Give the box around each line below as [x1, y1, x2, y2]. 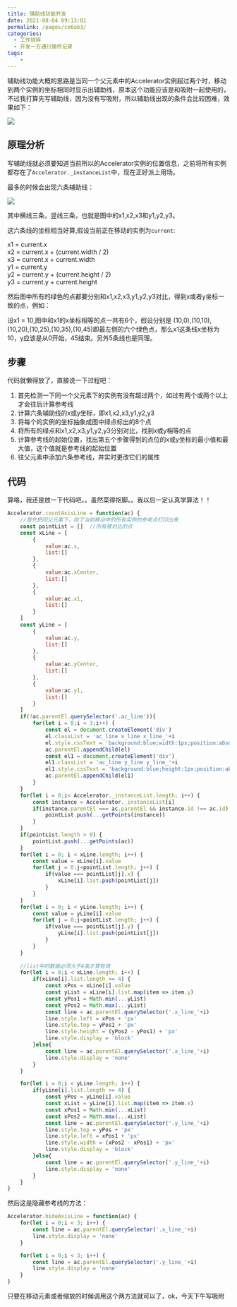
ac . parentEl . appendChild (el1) [44, 772, 134, 780]
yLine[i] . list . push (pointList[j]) [57, 929, 159, 937]
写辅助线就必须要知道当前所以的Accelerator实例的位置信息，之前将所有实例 [7, 159, 227, 167]
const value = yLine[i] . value [32, 910, 121, 917]
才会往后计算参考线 [17, 400, 74, 409]
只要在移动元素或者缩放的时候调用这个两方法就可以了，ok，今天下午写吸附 [7, 1292, 225, 1301]
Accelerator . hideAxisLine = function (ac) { [7, 1213, 138, 1220]
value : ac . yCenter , [44, 661, 99, 668]
